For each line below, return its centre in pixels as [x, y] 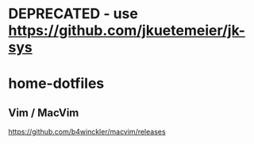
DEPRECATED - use [73, 14]
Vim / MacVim [44, 113]
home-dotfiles [56, 83]
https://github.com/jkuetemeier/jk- [127, 30]
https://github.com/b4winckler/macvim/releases [87, 132]
